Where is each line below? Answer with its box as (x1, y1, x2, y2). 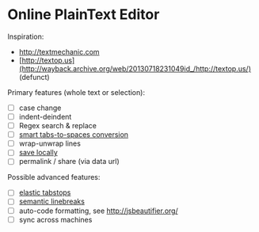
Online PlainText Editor (7, 6, 160, 24)
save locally (18, 148, 59, 158)
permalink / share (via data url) (18, 157, 120, 166)
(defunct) (18, 72, 50, 82)
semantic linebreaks (18, 196, 85, 207)
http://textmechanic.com (18, 47, 100, 56)
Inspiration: (7, 32, 44, 41)
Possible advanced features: (7, 173, 101, 182)
